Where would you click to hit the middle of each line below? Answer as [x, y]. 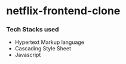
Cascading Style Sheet [43, 49]
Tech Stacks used [33, 30]
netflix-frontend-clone [63, 11]
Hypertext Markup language [50, 42]
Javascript [28, 55]
